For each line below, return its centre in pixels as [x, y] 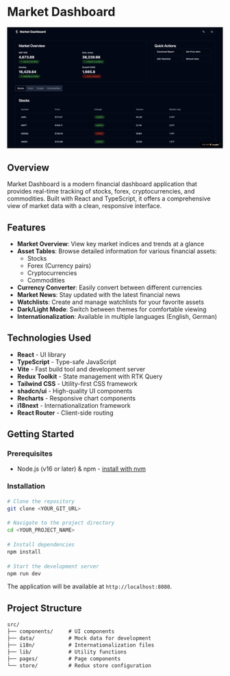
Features [26, 227]
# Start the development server [53, 566]
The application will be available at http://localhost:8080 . [90, 586]
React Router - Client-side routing [65, 413]
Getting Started [41, 434]
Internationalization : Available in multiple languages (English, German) [117, 317]
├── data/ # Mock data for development [79, 638]
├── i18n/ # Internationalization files [81, 645]
